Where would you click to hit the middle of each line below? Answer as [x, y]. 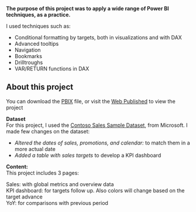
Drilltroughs [29, 62]
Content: [17, 166]
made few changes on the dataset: [48, 131]
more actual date [35, 149]
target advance [24, 197]
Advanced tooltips [37, 44]
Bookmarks [28, 56]
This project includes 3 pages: [42, 173]
